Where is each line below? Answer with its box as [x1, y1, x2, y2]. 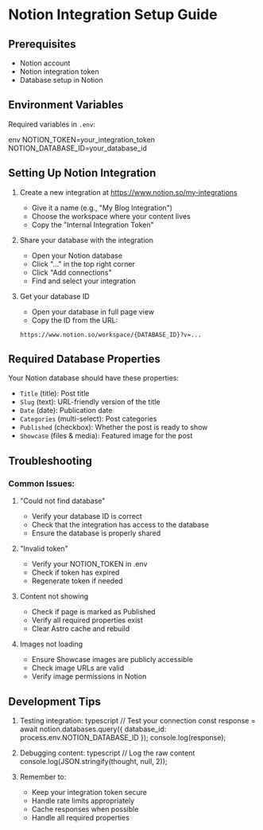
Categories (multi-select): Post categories [19, 414, 157, 423]
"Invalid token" [19, 544, 69, 554]
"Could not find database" [19, 496, 106, 506]
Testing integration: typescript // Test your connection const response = [19, 715, 256, 725]
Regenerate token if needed [31, 576, 123, 586]
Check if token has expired [31, 567, 120, 578]
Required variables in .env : [8, 119, 95, 129]
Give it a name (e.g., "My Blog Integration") [31, 203, 173, 212]
